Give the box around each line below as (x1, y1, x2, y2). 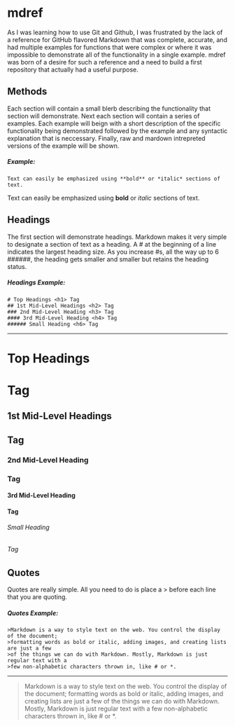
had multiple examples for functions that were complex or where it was (7, 43, 212, 51)
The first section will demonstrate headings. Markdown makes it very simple (7, 233, 227, 241)
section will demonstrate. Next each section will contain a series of (7, 111, 200, 120)
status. (7, 262, 27, 270)
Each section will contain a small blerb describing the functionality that (7, 104, 211, 113)
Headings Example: (7, 278, 66, 287)
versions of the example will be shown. (7, 142, 120, 150)
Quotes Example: (7, 608, 59, 617)
